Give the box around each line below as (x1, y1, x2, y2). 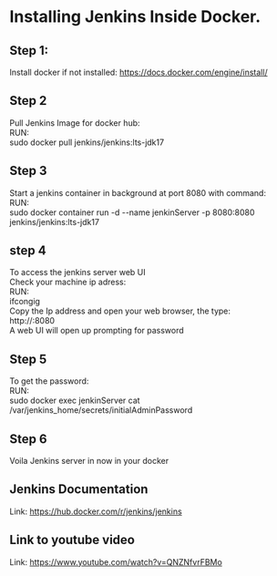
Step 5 (9, 351, 47, 366)
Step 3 (9, 163, 47, 179)
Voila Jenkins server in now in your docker (9, 456, 169, 467)
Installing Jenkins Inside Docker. (9, 6, 262, 27)
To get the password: (9, 375, 89, 386)
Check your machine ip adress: (9, 276, 127, 288)
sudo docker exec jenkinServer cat (9, 395, 140, 406)
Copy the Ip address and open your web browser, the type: (9, 305, 231, 316)
